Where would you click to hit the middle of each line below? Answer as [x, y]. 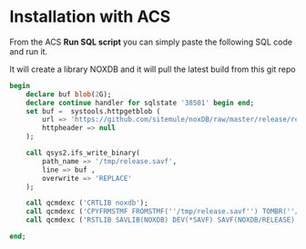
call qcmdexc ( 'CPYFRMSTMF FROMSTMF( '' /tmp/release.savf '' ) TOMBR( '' [161, 212]
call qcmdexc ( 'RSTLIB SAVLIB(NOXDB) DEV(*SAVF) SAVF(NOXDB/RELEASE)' [163, 220]
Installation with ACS [90, 17]
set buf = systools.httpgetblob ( [93, 111]
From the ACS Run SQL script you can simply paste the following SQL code [151, 42]
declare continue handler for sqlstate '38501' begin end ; [140, 103]
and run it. [29, 51]
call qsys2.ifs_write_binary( [83, 153]
